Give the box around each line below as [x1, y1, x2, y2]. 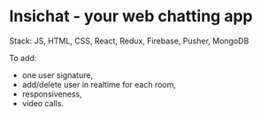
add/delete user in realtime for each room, [21, 79, 177, 89]
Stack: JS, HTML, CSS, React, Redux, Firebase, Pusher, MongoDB [9, 35, 249, 46]
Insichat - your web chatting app [9, 6, 253, 27]
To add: [9, 52, 37, 63]
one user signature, [21, 69, 94, 81]
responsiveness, [21, 89, 82, 99]
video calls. [21, 97, 65, 108]
